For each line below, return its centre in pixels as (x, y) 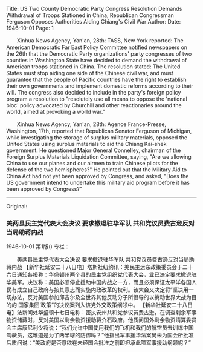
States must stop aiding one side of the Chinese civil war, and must (90, 73)
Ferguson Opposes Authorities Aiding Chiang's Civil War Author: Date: (94, 22)
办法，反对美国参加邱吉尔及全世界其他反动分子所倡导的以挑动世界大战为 (101, 297)
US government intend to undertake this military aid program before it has (98, 182)
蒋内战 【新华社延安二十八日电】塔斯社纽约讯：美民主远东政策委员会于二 (97, 267)
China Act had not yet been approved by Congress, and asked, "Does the (98, 176)
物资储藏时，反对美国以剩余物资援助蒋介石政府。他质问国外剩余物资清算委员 (101, 320)
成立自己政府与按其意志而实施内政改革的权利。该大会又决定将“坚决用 (103, 290)
